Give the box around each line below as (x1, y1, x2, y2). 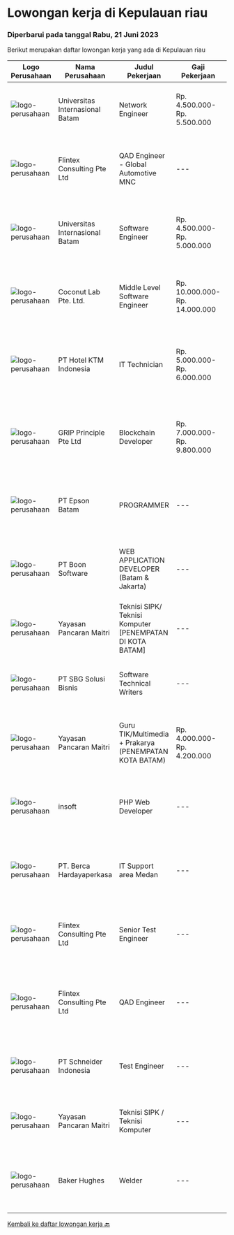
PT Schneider (58, 1057, 103, 1067)
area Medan (118, 870, 159, 880)
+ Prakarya (118, 738, 155, 748)
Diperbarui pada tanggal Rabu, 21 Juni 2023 (7, 30, 159, 40)
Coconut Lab (58, 287, 101, 297)
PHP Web (118, 797, 150, 807)
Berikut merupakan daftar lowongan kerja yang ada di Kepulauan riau (7, 45, 206, 54)
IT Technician (118, 360, 164, 370)
